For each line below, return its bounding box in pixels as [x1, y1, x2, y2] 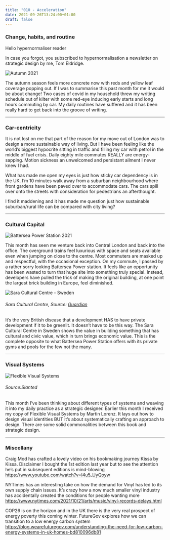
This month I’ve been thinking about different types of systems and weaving [5, 400, 164, 406]
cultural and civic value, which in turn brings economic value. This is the [5, 333, 156, 339]
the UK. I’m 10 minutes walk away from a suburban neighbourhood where [5, 178, 158, 184]
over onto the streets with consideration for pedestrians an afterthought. [5, 188, 156, 194]
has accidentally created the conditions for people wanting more [5, 492, 140, 499]
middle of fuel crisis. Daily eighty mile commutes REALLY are [5, 151, 133, 157]
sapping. [5, 157, 24, 163]
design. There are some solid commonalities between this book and [5, 421, 147, 428]
